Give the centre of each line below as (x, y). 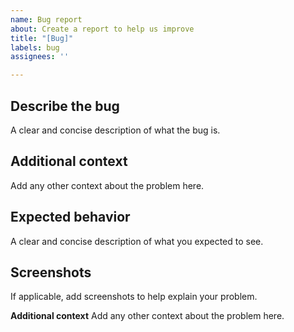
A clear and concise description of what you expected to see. (137, 241)
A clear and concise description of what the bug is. (115, 130)
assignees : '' (40, 57)
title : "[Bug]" (42, 38)
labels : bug (35, 47)
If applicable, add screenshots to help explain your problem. (134, 297)
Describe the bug (65, 106)
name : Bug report (46, 19)
